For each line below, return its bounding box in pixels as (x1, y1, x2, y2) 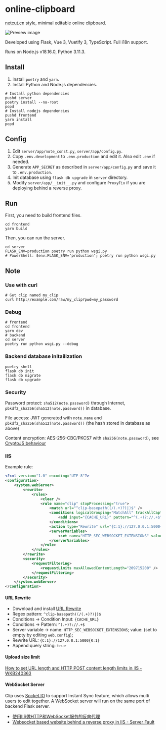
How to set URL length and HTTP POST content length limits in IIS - (5, 665, 142, 671)
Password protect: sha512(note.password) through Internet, (5, 400, 125, 406)
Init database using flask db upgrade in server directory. (12, 174, 128, 180)
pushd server (5, 95, 32, 100)
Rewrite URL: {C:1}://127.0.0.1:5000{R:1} (12, 637, 100, 643)
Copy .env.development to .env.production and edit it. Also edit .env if (12, 153, 155, 159)
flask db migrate (5, 373, 41, 378)
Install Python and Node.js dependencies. (12, 81, 97, 87)
